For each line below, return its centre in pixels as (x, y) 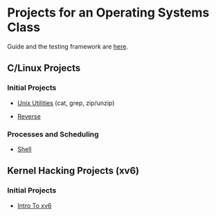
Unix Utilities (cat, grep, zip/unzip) (66, 103)
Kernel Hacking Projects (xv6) (73, 171)
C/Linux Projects (44, 68)
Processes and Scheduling (53, 134)
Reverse (29, 116)
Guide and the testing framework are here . (68, 46)
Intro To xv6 (34, 206)
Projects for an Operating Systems (108, 13)
